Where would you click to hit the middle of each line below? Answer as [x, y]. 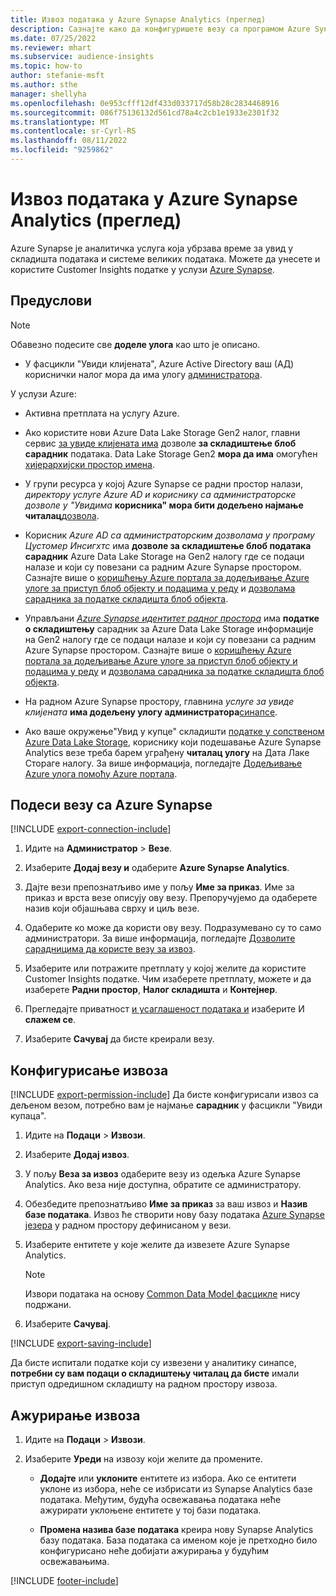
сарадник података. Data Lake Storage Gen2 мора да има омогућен [171, 453]
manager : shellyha [48, 94]
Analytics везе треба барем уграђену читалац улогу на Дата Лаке [167, 752]
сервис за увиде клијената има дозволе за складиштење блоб [160, 443]
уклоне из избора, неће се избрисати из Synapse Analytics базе [176, 1489]
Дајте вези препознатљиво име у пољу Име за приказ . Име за [159, 887]
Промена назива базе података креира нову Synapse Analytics [176, 1530]
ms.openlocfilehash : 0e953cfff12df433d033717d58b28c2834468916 [145, 103]
